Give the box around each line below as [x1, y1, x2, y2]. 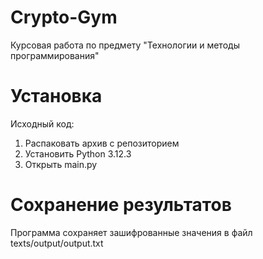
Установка [10, 85, 103, 108]
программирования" [10, 49, 100, 61]
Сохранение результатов [10, 194, 232, 216]
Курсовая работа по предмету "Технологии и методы [10, 39, 240, 51]
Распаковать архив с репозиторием [24, 137, 180, 149]
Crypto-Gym [10, 6, 118, 29]
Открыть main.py [24, 158, 98, 170]
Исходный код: [10, 117, 75, 130]
